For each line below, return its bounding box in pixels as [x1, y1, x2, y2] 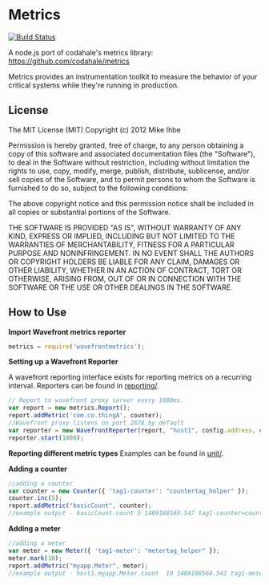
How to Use [8, 306, 67, 319]
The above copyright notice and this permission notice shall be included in [8, 198, 254, 208]
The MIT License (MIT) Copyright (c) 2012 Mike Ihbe [8, 124, 182, 134]
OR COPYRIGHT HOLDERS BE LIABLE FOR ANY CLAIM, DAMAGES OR [8, 257, 240, 266]
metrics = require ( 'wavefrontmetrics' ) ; [8, 343, 146, 351]
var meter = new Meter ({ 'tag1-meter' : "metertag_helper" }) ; [8, 546, 220, 555]
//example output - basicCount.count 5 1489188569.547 [8, 510, 195, 518]
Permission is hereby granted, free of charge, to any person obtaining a [8, 140, 244, 150]
